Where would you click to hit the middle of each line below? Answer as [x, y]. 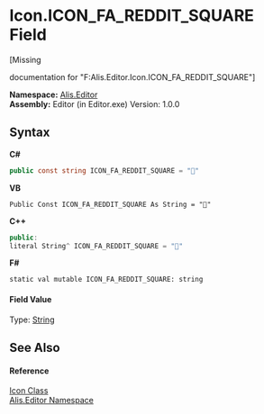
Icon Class [29, 391]
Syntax [30, 133]
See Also [35, 347]
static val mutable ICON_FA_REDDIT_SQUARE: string [106, 280]
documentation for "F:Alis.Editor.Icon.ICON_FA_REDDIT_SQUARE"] [132, 76]
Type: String [32, 319]
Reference [29, 371]
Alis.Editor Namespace [52, 400]
